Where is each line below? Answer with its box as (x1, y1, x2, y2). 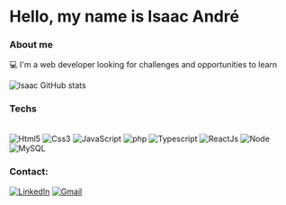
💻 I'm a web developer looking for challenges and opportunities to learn (9, 59, 278, 70)
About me (9, 39, 54, 51)
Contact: (9, 165, 49, 178)
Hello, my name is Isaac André (9, 6, 240, 27)
